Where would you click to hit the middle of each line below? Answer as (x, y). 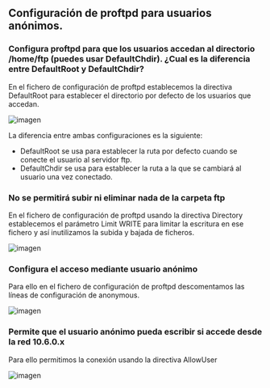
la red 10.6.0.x (37, 342)
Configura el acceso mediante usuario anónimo (103, 268)
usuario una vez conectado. (66, 176)
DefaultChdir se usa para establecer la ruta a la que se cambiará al (131, 168)
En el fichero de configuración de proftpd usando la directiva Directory (126, 215)
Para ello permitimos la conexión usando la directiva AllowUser (113, 360)
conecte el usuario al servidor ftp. (76, 159)
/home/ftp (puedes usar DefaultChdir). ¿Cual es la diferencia (129, 59)
